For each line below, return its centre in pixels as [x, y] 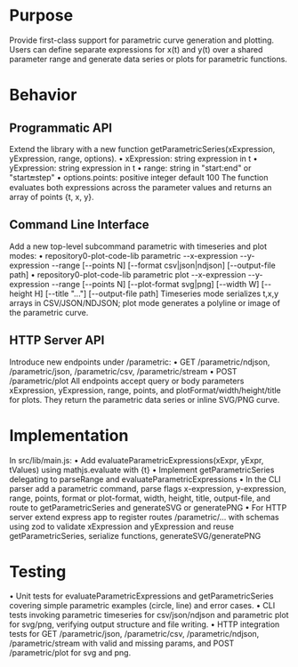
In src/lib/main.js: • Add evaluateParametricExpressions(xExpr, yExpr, [137, 460]
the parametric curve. [49, 312]
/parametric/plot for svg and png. [70, 653]
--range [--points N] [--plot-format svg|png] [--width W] [156, 284]
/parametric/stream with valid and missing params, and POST [122, 643]
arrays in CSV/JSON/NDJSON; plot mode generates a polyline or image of [145, 302]
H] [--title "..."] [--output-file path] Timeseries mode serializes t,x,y [157, 293]
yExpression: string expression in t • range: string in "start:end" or [130, 168]
